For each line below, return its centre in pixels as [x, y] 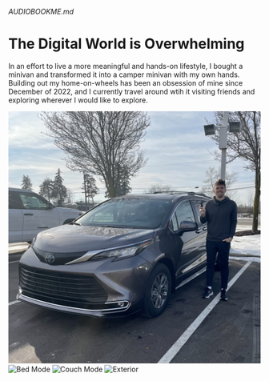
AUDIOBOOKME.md [41, 12]
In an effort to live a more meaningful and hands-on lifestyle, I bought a [126, 66]
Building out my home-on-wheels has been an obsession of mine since [126, 82]
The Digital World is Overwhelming [126, 44]
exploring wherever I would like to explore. [78, 100]
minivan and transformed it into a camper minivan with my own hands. [124, 74]
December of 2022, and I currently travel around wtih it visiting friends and [132, 91]
